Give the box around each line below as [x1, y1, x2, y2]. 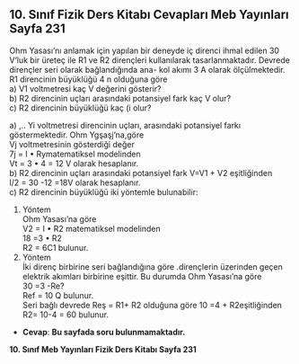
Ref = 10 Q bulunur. [22, 289, 94, 300]
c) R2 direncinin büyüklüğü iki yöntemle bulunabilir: [9, 186, 198, 197]
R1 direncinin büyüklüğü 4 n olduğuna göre [9, 74, 168, 84]
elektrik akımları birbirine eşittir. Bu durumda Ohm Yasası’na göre [22, 271, 262, 281]
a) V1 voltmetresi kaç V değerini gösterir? [9, 83, 162, 93]
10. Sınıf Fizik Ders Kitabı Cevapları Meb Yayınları [9, 7, 289, 22]
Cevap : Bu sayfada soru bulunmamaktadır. [22, 326, 186, 337]
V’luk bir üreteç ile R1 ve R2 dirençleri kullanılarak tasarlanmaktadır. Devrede [9, 54, 290, 66]
